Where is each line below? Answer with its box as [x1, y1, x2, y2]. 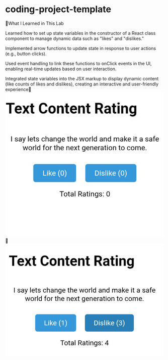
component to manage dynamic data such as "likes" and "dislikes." [5, 35, 144, 41]
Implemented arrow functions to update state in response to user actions [5, 45, 156, 51]
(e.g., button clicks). [5, 51, 47, 57]
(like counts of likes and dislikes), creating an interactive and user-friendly [5, 81, 159, 87]
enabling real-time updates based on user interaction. [5, 66, 117, 72]
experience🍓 [5, 86, 32, 92]
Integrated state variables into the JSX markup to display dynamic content [5, 75, 159, 81]
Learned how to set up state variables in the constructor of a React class [5, 30, 156, 36]
